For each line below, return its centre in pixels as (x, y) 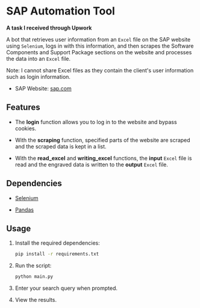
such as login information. (39, 77)
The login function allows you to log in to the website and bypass (96, 122)
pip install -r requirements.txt (57, 254)
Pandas (24, 210)
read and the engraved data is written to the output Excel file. (92, 165)
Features (23, 108)
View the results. (36, 300)
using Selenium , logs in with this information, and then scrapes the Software (100, 46)
